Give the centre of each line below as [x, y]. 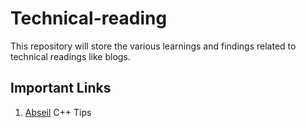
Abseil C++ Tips [58, 112]
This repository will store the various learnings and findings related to [153, 46]
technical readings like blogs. [70, 56]
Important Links [61, 88]
